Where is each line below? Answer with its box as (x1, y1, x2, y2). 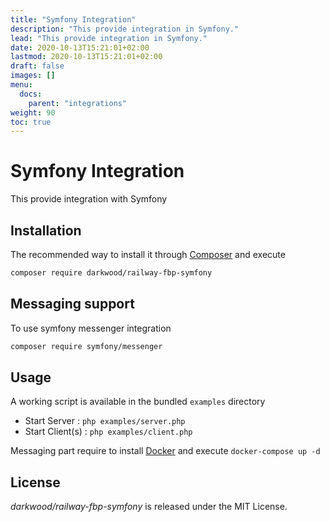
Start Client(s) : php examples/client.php (24, 426, 193, 438)
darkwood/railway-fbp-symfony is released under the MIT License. (10, 501, 288, 513)
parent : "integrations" (28, 98, 128, 108)
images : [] (10, 71, 56, 81)
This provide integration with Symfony (10, 193, 168, 205)
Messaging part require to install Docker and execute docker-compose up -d (10, 445, 321, 457)
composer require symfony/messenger (10, 341, 163, 351)
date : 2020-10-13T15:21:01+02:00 (10, 42, 150, 53)
